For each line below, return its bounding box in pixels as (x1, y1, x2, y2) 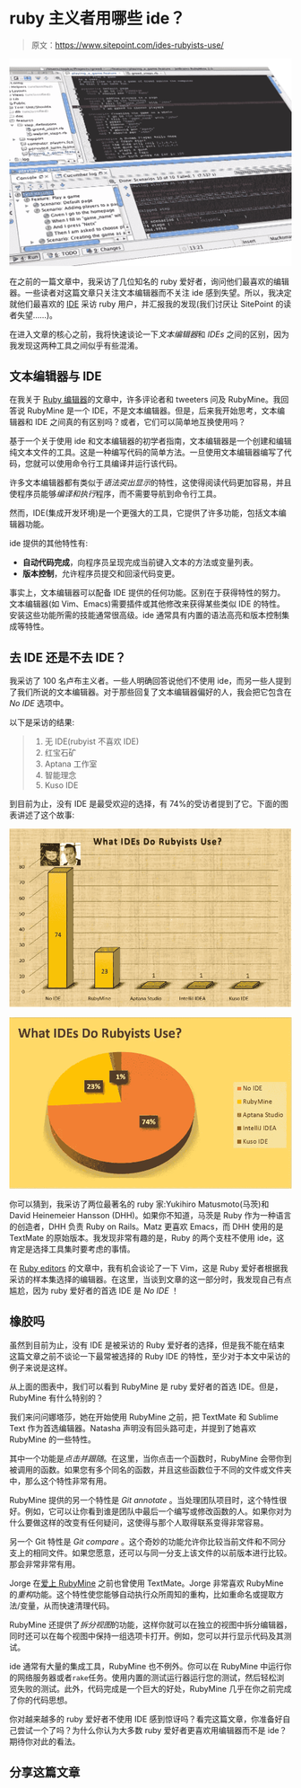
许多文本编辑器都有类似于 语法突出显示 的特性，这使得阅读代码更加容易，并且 (9, 477, 292, 488)
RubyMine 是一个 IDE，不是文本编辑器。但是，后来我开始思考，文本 (26, 405, 278, 416)
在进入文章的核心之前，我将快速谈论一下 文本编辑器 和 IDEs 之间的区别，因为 (9, 329, 289, 340)
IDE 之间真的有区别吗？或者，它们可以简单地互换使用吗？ (34, 417, 246, 428)
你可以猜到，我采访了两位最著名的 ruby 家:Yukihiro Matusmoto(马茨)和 (9, 1199, 270, 1209)
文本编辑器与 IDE (9, 368, 102, 384)
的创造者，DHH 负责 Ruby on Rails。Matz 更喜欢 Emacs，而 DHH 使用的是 (9, 1221, 284, 1232)
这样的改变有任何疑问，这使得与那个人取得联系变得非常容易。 (39, 1517, 269, 1527)
